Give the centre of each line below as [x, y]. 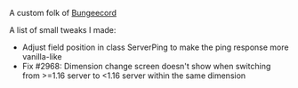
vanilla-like [42, 56]
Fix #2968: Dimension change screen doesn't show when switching [146, 66]
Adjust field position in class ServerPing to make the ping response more [155, 47]
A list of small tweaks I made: [63, 30]
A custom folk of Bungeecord [63, 13]
